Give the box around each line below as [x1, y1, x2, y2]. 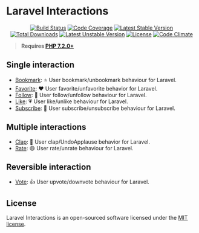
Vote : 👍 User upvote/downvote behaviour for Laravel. [15, 178, 149, 185]
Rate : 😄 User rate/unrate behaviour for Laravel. [15, 144, 134, 152]
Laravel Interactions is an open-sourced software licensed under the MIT [6, 214, 188, 222]
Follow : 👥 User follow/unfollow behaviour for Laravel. [15, 91, 147, 98]
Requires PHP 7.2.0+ [21, 42, 74, 49]
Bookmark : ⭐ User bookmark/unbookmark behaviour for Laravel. [15, 76, 177, 83]
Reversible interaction [6, 162, 91, 172]
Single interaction [6, 60, 74, 70]
